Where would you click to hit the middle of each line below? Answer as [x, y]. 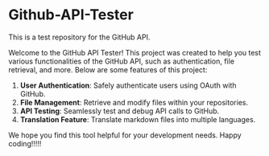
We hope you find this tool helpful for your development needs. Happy [125, 135]
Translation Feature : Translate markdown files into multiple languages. [138, 119]
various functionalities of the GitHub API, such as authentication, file [122, 61]
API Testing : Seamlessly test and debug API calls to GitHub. [120, 111]
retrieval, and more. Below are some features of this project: [108, 69]
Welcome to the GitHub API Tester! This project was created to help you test [135, 52]
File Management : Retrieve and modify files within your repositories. [134, 102]
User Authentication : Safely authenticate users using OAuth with [128, 85]
